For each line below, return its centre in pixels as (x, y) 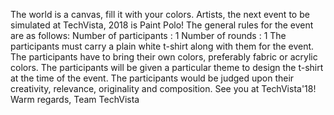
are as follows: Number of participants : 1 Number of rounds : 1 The (148, 35)
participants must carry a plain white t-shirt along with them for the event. (162, 46)
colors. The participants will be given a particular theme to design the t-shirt (167, 67)
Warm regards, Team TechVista (75, 99)
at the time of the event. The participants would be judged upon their (152, 78)
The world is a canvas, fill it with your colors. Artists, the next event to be (160, 14)
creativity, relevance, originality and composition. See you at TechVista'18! (163, 88)
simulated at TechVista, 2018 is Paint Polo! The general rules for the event (162, 25)
